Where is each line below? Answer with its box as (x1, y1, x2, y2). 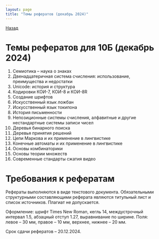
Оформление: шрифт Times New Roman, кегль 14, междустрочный (5, 209, 143, 215)
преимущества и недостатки (12, 79, 72, 85)
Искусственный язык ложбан (12, 99, 74, 105)
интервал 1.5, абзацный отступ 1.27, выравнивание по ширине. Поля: (5, 214, 148, 220)
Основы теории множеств (12, 151, 68, 157)
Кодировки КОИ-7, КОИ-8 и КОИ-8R (12, 89, 88, 95)
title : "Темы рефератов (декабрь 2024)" (5, 12, 89, 17)
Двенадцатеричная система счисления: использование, (12, 73, 130, 79)
